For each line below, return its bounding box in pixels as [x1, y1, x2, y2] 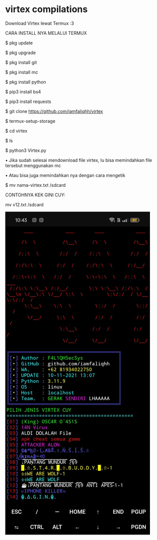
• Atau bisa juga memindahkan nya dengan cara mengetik [5, 172, 126, 178]
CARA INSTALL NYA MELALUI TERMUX [5, 30, 87, 36]
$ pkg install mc [5, 69, 38, 75]
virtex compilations [5, 4, 88, 15]
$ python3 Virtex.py [5, 147, 47, 153]
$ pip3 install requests [5, 98, 51, 104]
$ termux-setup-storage [5, 118, 55, 124]
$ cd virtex [5, 128, 28, 134]
